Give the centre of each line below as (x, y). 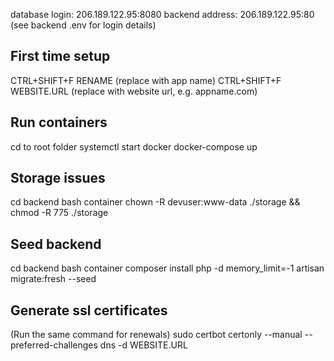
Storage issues (58, 178)
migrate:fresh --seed (53, 279)
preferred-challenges (54, 345)
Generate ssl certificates (89, 310)
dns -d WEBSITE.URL (143, 345)
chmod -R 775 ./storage (59, 213)
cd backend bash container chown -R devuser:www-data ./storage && (155, 202)
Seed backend (56, 244)
